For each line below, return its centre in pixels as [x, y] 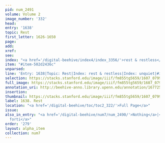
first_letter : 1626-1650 [30, 37]
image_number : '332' [26, 19]
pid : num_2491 [20, 10]
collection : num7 [23, 133]
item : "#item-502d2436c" [30, 64]
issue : [12, 110]
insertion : [16, 92]
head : [11, 23]
